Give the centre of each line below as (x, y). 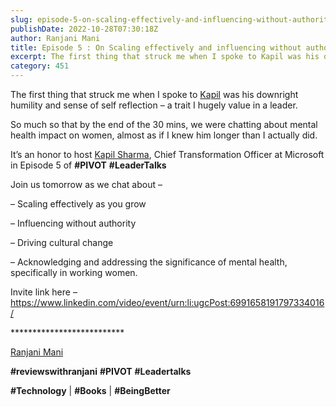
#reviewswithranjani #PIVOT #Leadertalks (101, 371)
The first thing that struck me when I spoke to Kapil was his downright (154, 94)
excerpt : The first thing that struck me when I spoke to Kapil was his (165, 57)
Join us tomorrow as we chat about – (86, 184)
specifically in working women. (74, 272)
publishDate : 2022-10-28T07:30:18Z (84, 29)
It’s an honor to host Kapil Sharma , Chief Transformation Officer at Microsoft (167, 154)
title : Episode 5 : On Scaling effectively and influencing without (156, 47)
